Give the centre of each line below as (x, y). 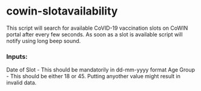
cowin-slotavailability (62, 11)
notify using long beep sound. (44, 41)
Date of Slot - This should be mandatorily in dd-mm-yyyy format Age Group (101, 70)
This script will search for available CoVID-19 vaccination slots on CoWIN (97, 28)
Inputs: (17, 56)
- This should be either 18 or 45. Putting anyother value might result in (93, 76)
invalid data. (21, 83)
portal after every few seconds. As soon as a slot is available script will (94, 34)
